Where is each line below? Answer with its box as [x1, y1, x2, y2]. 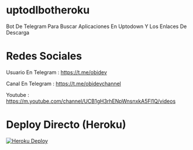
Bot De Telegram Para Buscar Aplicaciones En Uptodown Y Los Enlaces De [6, 23, 187, 30]
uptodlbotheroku [6, 4, 90, 17]
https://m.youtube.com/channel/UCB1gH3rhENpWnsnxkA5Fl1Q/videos [6, 97, 176, 104]
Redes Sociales [6, 50, 82, 63]
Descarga [6, 29, 30, 36]
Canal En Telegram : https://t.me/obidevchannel [6, 80, 121, 87]
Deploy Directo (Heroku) [6, 118, 127, 131]
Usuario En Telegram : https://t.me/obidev [6, 68, 107, 76]
